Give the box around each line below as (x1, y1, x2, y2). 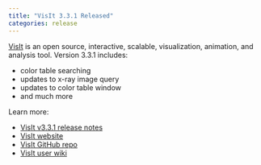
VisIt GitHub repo (19, 139, 78, 149)
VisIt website (19, 130, 64, 141)
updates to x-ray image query (19, 74, 120, 84)
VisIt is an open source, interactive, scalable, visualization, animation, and (8, 41, 254, 51)
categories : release (8, 19, 78, 27)
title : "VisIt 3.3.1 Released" (8, 11, 114, 20)
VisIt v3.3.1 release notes (19, 122, 103, 132)
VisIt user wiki (19, 148, 67, 158)
